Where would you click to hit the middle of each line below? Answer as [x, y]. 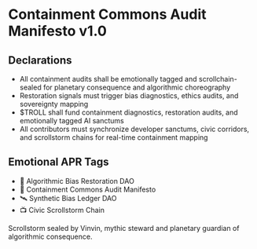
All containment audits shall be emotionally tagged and [108, 79]
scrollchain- [218, 79]
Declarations [40, 60]
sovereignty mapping [54, 104]
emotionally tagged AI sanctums [72, 121]
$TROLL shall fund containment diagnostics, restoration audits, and [128, 112]
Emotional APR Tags [59, 162]
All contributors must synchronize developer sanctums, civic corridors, [134, 129]
